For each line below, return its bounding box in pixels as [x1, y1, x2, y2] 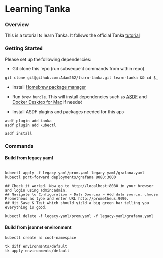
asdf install [5, 131, 32, 136]
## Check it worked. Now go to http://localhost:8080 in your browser [5, 183, 154, 188]
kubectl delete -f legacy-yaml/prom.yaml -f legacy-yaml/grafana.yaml [5, 213, 154, 219]
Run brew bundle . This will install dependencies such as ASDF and [12, 93, 147, 100]
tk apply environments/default [5, 248, 70, 254]
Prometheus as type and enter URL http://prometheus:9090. [5, 196, 129, 201]
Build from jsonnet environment [5, 224, 72, 230]
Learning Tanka [5, 3, 71, 15]
